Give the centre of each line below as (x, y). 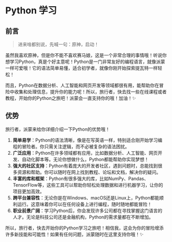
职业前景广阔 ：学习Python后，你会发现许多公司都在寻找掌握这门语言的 (88, 210)
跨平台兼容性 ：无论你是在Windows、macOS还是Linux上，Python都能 (86, 197)
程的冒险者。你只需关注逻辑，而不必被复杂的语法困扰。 (71, 146)
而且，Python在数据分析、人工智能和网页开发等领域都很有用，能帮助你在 (82, 85)
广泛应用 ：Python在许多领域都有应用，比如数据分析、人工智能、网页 (85, 153)
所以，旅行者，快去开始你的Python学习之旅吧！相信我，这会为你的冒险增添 (84, 228)
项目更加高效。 (28, 191)
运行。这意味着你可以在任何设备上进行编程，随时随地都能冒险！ (84, 204)
